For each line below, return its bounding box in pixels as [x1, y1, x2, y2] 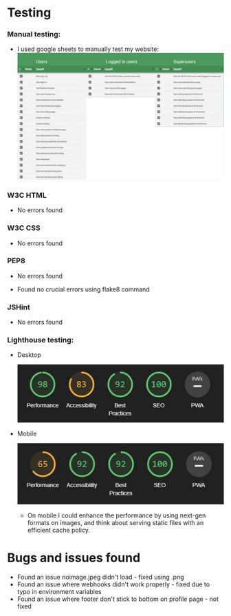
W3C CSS [7, 223, 41, 233]
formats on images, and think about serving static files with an [27, 518, 204, 526]
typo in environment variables [16, 587, 102, 595]
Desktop [16, 351, 41, 359]
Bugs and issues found [7, 550, 141, 566]
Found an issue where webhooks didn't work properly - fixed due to [16, 580, 210, 588]
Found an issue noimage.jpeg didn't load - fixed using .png [16, 573, 184, 581]
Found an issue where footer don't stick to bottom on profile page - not [16, 595, 219, 603]
